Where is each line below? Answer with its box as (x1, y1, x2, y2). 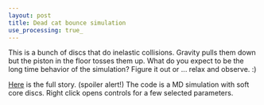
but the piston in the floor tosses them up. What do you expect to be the (8, 56, 244, 66)
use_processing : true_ (8, 26, 83, 34)
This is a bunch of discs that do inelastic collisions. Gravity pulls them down (8, 48, 256, 58)
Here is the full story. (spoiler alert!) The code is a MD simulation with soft (8, 80, 250, 89)
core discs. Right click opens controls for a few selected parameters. (8, 88, 234, 98)
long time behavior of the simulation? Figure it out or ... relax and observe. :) (8, 65, 257, 74)
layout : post (8, 11, 52, 20)
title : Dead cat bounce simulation (8, 19, 126, 27)
